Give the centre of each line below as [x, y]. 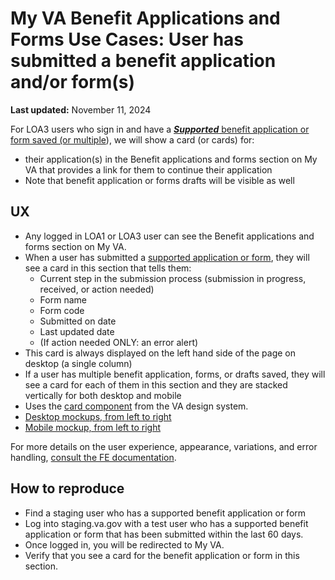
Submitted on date [78, 321]
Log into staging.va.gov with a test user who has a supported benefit [166, 523]
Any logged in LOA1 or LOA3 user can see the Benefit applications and [169, 236]
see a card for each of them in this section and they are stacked [156, 384]
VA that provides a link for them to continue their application [148, 169]
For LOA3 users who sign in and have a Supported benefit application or [160, 129]
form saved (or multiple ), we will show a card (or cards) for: [132, 139]
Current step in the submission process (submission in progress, [173, 278]
